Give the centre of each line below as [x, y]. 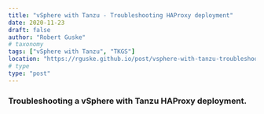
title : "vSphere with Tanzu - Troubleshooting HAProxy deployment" [121, 15]
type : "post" [29, 73]
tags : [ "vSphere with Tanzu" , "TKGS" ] [71, 52]
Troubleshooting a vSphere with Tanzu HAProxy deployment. [128, 101]
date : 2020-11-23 [37, 23]
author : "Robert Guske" [47, 37]
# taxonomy [26, 45]
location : [24, 59]
